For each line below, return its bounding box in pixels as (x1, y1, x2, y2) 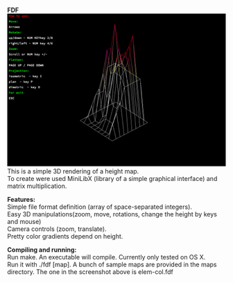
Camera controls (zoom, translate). (7, 225, 107, 233)
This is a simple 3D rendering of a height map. (7, 167, 139, 175)
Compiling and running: (7, 246, 77, 254)
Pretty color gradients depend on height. (7, 232, 123, 241)
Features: (7, 196, 36, 204)
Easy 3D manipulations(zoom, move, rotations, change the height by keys (7, 210, 217, 218)
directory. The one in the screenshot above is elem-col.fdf (7, 268, 173, 276)
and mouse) (7, 218, 42, 226)
